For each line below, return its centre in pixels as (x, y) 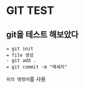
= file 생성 (20, 55)
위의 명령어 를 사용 (26, 79)
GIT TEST (30, 11)
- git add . (21, 61)
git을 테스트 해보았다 (42, 34)
